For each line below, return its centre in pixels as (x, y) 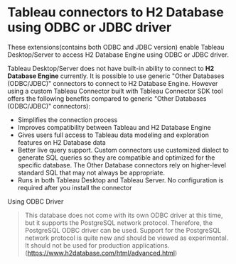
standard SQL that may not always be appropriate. (91, 172)
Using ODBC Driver (36, 201)
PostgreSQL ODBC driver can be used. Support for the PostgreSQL (123, 230)
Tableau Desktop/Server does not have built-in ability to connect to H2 (111, 68)
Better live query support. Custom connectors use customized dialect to (123, 150)
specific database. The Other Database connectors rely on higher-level (122, 165)
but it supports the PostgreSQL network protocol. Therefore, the (119, 222)
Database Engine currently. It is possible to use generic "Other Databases (116, 76)
